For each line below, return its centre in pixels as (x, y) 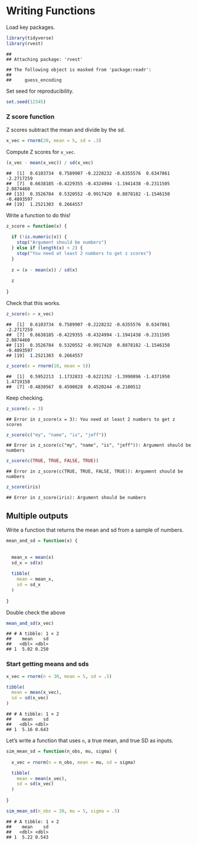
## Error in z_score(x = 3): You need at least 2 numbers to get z (91, 419)
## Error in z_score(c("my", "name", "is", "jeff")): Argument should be (99, 446)
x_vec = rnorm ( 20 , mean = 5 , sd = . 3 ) (54, 140)
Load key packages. (31, 27)
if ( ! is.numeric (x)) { (39, 237)
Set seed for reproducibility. (40, 91)
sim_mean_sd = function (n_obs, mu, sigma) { (62, 751)
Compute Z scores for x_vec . (41, 152)
